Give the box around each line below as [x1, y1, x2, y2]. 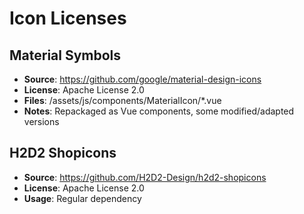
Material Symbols [9, 47, 122, 64]
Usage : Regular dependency [23, 192, 142, 204]
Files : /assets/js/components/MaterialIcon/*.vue [23, 95, 222, 106]
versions [23, 116, 60, 127]
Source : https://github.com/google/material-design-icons [23, 73, 262, 85]
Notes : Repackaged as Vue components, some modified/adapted [23, 105, 295, 117]
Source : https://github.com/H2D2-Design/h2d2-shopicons [23, 171, 267, 183]
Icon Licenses [9, 7, 127, 30]
